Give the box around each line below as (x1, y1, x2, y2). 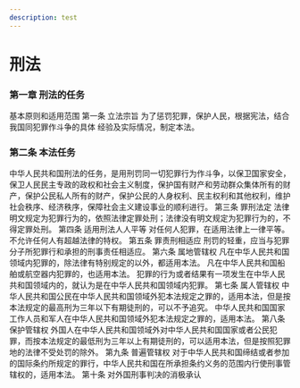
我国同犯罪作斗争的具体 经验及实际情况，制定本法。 (9, 122, 199, 132)
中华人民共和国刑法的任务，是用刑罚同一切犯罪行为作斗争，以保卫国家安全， (9, 168, 291, 179)
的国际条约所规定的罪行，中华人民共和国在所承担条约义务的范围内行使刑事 (9, 358, 283, 369)
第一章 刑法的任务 (9, 89, 85, 101)
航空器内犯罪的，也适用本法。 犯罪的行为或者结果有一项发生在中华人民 (24, 269, 286, 280)
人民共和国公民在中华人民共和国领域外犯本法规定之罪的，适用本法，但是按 (16, 291, 291, 302)
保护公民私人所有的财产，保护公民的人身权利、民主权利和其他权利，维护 (24, 190, 291, 201)
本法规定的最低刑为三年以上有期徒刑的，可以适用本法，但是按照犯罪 (39, 336, 291, 347)
